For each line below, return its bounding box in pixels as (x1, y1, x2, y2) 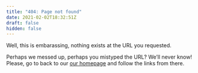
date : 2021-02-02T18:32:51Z (6, 14, 77, 20)
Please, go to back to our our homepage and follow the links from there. (6, 60, 185, 67)
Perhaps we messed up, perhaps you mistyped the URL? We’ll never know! (6, 53, 193, 60)
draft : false (6, 20, 39, 26)
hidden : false (6, 25, 42, 32)
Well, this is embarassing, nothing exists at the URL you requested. (6, 42, 172, 49)
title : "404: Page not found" (6, 8, 82, 15)
